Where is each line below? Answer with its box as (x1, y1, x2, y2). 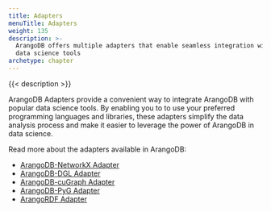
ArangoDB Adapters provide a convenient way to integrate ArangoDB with (8, 94, 254, 104)
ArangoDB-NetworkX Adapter (19, 160, 119, 169)
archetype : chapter (8, 57, 74, 65)
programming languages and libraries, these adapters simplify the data (8, 111, 244, 121)
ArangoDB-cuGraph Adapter (19, 177, 115, 186)
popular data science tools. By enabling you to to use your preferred (8, 102, 236, 113)
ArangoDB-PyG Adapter (19, 185, 101, 195)
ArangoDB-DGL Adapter (19, 168, 101, 178)
